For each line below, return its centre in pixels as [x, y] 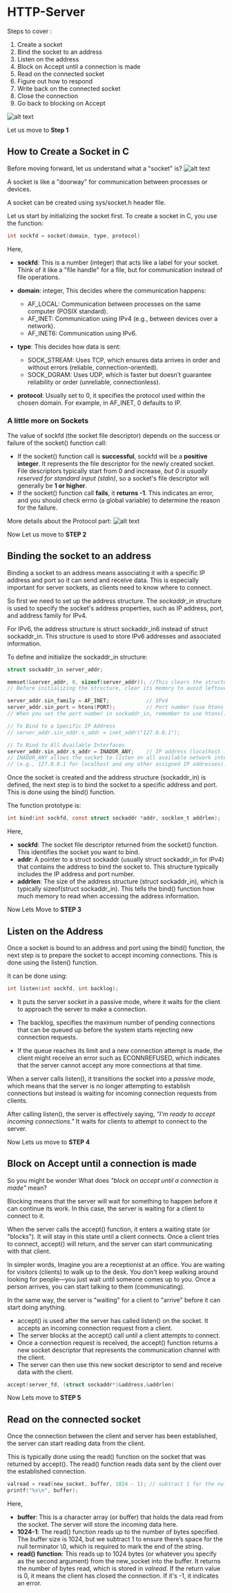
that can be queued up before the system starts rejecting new [105, 1030]
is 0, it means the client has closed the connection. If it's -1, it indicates [118, 1576]
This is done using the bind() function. [61, 792]
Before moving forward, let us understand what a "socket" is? [95, 168]
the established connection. [47, 1471]
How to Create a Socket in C [68, 152]
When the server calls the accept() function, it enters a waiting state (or [109, 1229]
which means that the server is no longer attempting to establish [99, 1085]
